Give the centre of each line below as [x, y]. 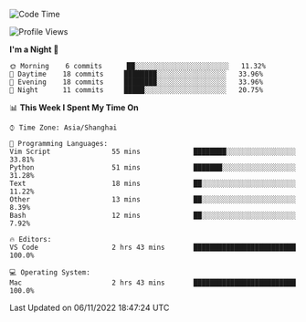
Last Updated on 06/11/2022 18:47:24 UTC [90, 307]
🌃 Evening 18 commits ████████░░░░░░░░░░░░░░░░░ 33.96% [136, 82]
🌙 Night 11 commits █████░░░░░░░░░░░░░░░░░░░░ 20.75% [136, 90]
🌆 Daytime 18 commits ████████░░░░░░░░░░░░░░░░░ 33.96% [136, 74]
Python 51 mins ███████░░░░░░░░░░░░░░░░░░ [153, 168]
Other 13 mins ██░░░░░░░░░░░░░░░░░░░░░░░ [153, 200]
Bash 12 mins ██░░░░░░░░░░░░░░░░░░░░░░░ [153, 215]
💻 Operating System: [50, 273]
